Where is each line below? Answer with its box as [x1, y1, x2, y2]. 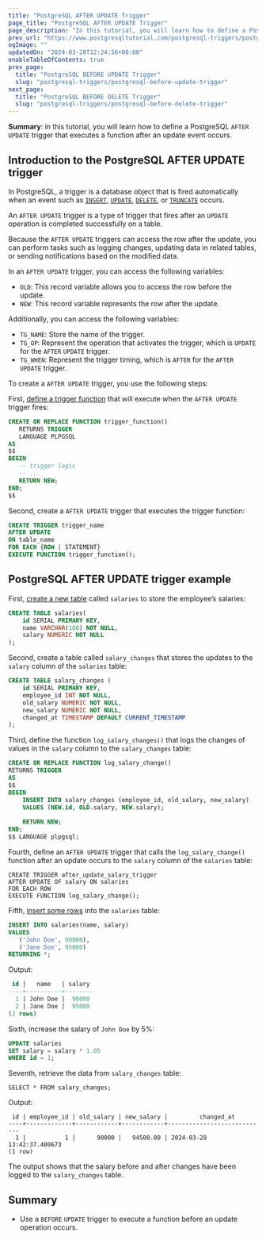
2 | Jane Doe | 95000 [15, 1002, 90, 1010]
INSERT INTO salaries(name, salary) [8, 921, 129, 929]
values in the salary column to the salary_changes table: [8, 743, 192, 754]
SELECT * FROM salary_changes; [8, 1084, 112, 1092]
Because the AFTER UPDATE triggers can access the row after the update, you [8, 234, 257, 244]
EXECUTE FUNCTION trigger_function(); [8, 551, 136, 559]
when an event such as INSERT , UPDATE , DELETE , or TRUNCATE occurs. [8, 195, 225, 205]
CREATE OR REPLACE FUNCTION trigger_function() [8, 417, 169, 425]
